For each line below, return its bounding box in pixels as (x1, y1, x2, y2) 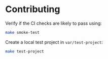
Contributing (5, 4, 60, 15)
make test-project (5, 49, 44, 54)
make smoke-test (5, 30, 40, 35)
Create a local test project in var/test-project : (5, 39, 103, 45)
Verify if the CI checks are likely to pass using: (5, 20, 102, 26)
